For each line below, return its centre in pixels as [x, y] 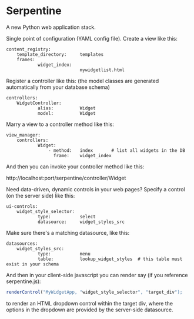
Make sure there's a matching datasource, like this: [68, 232]
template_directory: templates [60, 54]
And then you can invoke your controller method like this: [75, 167]
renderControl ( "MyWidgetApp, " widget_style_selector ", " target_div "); [94, 292]
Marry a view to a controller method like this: [60, 124]
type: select [66, 217]
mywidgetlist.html [102, 70]
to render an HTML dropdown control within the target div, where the [90, 303]
